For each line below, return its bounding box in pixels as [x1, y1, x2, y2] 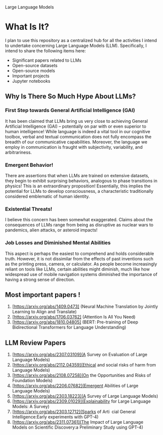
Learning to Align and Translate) [12, 309, 77, 315]
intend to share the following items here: [5, 47, 86, 53]
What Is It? [5, 22, 49, 32]
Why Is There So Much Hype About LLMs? [5, 92, 136, 101]
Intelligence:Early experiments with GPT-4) [12, 414, 99, 420]
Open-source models [12, 68, 55, 73]
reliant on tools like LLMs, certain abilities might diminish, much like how [5, 266, 150, 272]
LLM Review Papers [5, 339, 66, 347]
